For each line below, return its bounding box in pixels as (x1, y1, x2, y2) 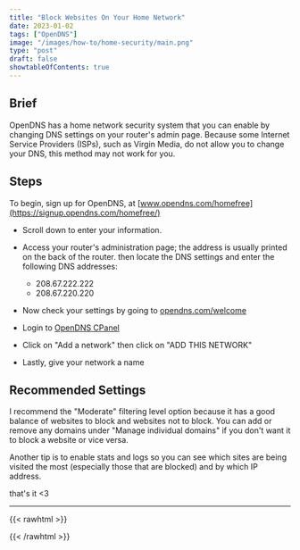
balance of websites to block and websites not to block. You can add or (9, 416, 272, 427)
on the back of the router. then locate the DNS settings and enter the (21, 251, 275, 262)
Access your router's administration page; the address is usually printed (21, 242, 287, 253)
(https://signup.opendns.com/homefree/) (9, 207, 161, 218)
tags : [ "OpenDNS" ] (9, 29, 78, 38)
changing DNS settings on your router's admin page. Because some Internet (9, 129, 290, 139)
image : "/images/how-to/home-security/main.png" (9, 37, 194, 47)
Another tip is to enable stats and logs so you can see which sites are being (9, 452, 287, 462)
